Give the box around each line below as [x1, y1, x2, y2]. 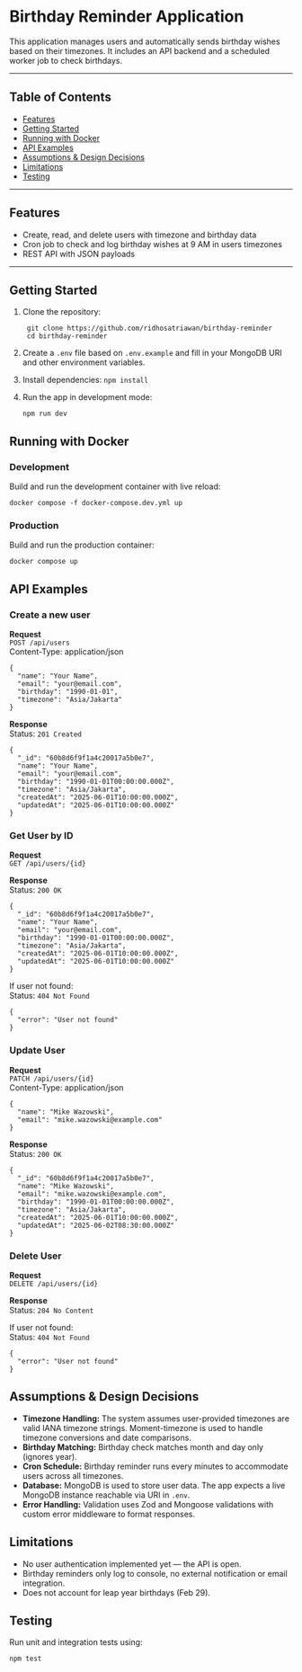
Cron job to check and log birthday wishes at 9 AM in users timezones [22, 238, 283, 249]
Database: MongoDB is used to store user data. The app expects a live [22, 1480, 286, 1490]
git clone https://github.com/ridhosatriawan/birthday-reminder [26, 324, 272, 334]
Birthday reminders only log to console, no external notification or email [22, 1568, 288, 1579]
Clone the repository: [22, 307, 102, 317]
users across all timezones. [22, 1470, 124, 1481]
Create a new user [9, 609, 91, 621]
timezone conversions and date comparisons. [22, 1432, 191, 1443]
